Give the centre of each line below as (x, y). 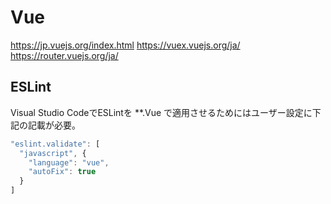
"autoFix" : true (62, 172)
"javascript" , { (53, 153)
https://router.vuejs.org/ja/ (64, 55)
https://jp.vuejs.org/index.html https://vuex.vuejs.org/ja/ (125, 45)
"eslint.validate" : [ (55, 144)
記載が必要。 (54, 125)
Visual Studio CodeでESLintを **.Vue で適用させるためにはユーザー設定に (161, 112)
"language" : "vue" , (69, 162)
